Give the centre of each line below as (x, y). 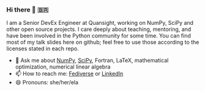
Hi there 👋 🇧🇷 (28, 10)
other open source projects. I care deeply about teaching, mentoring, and (99, 29)
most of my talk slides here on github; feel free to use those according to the (103, 42)
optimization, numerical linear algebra (63, 67)
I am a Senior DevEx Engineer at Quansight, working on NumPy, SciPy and (100, 23)
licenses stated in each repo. (43, 49)
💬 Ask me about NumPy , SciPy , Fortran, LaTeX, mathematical (92, 61)
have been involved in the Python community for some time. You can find (99, 36)
